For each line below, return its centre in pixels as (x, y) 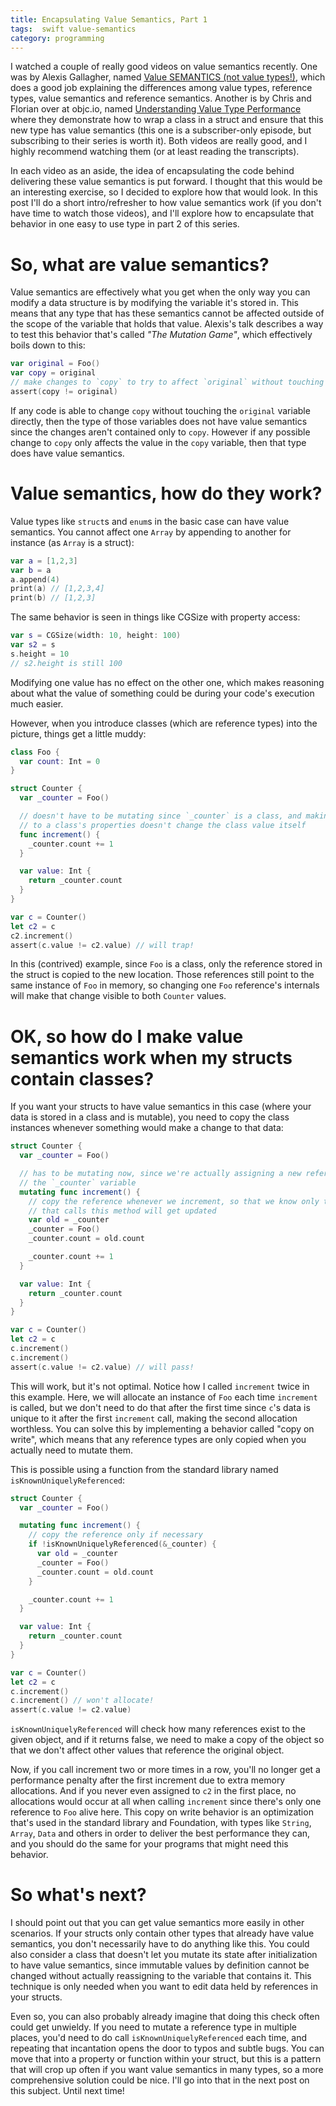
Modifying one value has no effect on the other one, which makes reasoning (167, 682)
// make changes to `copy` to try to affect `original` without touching (167, 382)
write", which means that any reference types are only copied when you (158, 1439)
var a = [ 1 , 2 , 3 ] (44, 561)
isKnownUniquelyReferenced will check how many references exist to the (158, 1729)
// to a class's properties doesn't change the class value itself (163, 825)
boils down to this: (48, 345)
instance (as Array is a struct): (72, 542)
